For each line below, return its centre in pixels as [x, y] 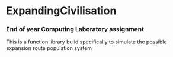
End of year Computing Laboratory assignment [75, 29]
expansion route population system [49, 48]
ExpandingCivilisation [61, 11]
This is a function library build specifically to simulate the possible [86, 42]
